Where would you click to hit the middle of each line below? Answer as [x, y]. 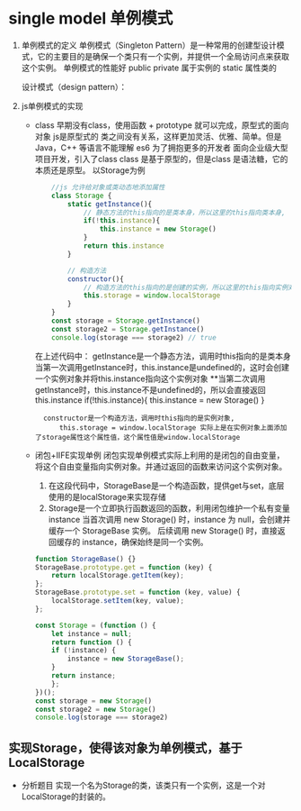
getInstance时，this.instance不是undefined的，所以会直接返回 [150, 389]
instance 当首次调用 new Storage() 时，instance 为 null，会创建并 [169, 519]
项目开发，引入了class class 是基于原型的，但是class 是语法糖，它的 [161, 159]
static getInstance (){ [110, 204]
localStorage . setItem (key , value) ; [118, 601]
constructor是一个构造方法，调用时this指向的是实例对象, [139, 418]
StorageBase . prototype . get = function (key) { [124, 567]
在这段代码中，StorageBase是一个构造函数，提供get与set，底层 [166, 485]
